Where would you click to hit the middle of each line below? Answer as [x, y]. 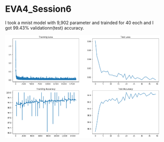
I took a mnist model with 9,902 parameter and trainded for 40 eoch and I [79, 23]
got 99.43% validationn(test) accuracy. [45, 28]
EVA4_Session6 [38, 9]
